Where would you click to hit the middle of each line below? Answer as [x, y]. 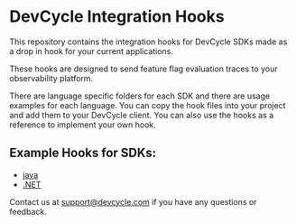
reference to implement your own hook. [83, 125]
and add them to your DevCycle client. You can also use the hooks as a [142, 115]
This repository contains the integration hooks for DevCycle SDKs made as [148, 42]
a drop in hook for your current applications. [92, 51]
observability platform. [51, 78]
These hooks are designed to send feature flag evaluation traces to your [143, 69]
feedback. [28, 211]
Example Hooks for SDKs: [83, 153]
